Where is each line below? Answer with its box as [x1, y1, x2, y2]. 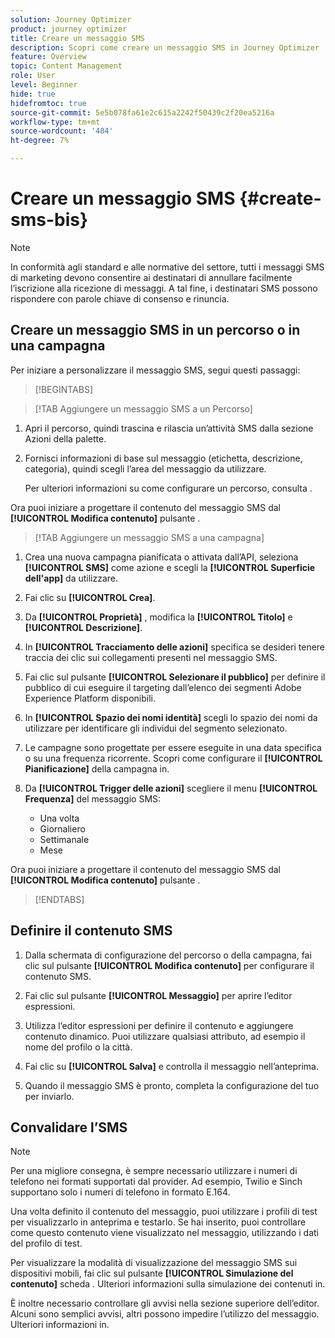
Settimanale [39, 833, 90, 845]
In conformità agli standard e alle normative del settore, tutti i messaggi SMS [10, 261, 325, 273]
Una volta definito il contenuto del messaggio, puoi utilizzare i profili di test [10, 1206, 318, 1218]
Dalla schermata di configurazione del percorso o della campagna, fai [24, 949, 312, 961]
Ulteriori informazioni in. [10, 1319, 110, 1331]
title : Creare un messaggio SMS [10, 33, 145, 43]
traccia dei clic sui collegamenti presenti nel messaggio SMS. [24, 651, 278, 663]
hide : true [10, 89, 56, 99]
